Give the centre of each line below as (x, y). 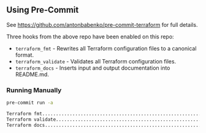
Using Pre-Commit (43, 10)
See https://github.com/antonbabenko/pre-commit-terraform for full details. (102, 24)
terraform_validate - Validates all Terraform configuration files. (96, 61)
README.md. (32, 74)
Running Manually (34, 90)
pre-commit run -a (30, 103)
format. (25, 55)
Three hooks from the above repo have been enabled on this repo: (90, 37)
